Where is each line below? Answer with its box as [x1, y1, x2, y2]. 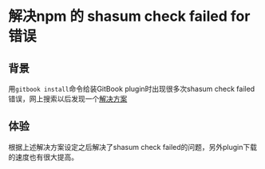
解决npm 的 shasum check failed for [8, 7, 251, 26]
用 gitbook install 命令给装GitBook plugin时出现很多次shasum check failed [8, 84, 255, 93]
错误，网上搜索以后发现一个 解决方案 [8, 94, 128, 104]
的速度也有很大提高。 [8, 152, 78, 162]
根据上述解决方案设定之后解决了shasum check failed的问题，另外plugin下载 [8, 142, 258, 151]
